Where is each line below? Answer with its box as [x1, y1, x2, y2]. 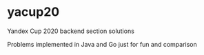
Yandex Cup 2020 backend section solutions [7, 27, 134, 35]
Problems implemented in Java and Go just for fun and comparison [7, 40, 198, 48]
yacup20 [7, 4, 60, 20]
